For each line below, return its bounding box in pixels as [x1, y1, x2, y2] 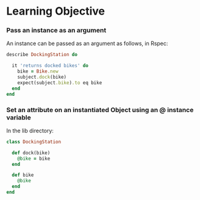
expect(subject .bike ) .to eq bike [17, 79, 102, 86]
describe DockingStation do [6, 52, 78, 58]
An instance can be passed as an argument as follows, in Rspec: [6, 40, 168, 47]
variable [6, 113, 32, 121]
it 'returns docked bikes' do [12, 63, 88, 69]
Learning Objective [6, 4, 105, 18]
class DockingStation [6, 138, 62, 145]
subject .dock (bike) [17, 74, 67, 80]
